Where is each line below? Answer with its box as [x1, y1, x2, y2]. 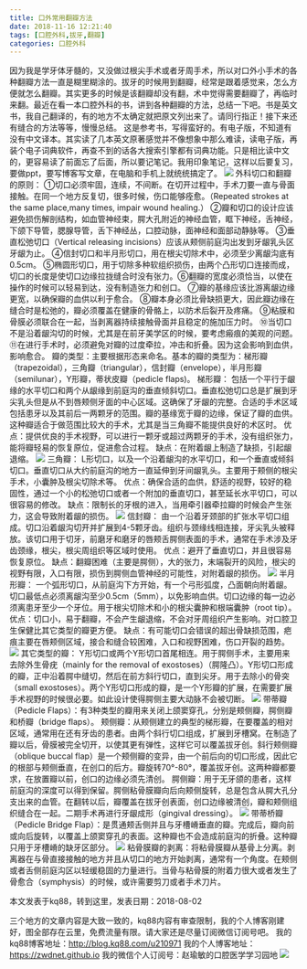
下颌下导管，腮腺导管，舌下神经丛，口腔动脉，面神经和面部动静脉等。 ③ [9, 225, 288, 236]
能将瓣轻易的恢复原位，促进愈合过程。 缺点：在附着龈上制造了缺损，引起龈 [9, 442, 292, 453]
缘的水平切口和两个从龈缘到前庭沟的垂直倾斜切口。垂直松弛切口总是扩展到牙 [9, 385, 298, 396]
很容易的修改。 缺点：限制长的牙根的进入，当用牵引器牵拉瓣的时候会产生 [9, 499, 284, 510]
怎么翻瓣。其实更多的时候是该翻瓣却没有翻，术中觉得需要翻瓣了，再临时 [25, 88, 298, 99]
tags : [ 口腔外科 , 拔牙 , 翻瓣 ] [9, 30, 105, 39]
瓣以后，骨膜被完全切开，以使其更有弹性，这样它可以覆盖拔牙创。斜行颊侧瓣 [9, 740, 298, 751]
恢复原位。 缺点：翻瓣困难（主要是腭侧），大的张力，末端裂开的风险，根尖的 [9, 557, 296, 568]
